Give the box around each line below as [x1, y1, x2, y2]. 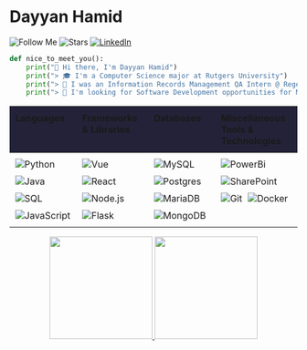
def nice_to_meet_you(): [9, 54, 104, 63]
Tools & [220, 123, 254, 136]
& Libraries [81, 123, 131, 136]
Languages [15, 112, 66, 125]
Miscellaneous [220, 112, 286, 125]
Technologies [220, 135, 281, 148]
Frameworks [81, 112, 138, 125]
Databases [153, 112, 202, 125]
